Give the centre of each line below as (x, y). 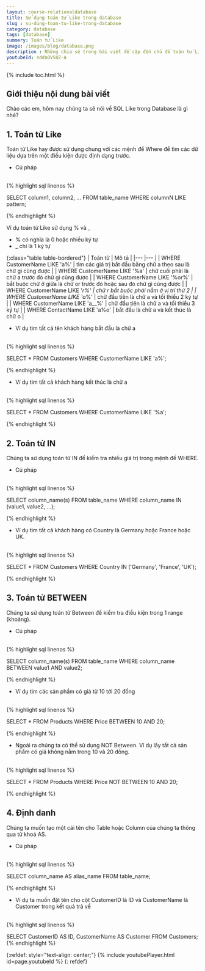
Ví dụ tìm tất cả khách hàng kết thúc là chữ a (71, 382)
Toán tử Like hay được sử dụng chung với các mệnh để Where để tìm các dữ (102, 149)
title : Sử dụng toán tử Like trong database (64, 18)
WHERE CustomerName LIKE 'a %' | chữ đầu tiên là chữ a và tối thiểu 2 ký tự (102, 297)
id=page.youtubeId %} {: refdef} (47, 961)
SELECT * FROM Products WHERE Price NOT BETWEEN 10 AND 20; (92, 782)
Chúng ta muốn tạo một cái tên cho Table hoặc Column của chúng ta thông (101, 827)
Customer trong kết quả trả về (53, 906)
